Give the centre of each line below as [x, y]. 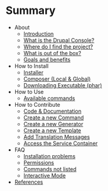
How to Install [31, 66]
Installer [33, 72]
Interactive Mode [44, 175]
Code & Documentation [52, 111]
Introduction [39, 33]
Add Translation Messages [56, 136]
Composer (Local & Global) [57, 79]
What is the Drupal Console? [59, 40]
